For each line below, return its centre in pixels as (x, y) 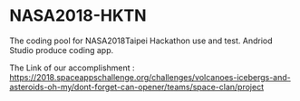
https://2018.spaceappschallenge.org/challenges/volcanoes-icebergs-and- (150, 77)
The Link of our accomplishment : (72, 68)
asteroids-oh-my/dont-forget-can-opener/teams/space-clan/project (137, 87)
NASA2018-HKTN (78, 16)
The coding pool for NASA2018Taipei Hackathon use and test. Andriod (141, 41)
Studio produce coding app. (62, 50)
